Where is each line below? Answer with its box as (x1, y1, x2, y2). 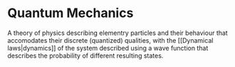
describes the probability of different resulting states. (7, 51, 164, 60)
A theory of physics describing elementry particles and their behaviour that (7, 29, 228, 37)
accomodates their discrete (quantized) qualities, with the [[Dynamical (7, 36, 214, 44)
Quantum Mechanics (7, 5, 134, 21)
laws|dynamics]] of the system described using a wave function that (7, 43, 209, 52)
